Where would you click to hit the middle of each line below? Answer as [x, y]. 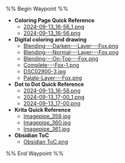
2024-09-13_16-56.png [52, 33]
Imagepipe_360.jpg [47, 122]
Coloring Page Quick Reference [54, 20]
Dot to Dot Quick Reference [49, 84]
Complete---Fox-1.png [51, 65]
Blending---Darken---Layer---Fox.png [71, 46]
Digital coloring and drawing [50, 39]
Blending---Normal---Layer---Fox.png [71, 52]
